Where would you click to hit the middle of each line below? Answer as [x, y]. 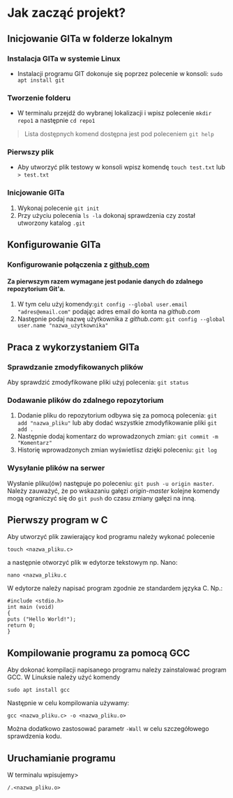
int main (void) [31, 607]
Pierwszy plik [31, 152]
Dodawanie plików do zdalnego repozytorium [85, 400]
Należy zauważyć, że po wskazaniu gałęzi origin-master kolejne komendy [113, 491]
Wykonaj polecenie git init [58, 208]
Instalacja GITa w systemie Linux [64, 59]
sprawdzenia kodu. [35, 736]
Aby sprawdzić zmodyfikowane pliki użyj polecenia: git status [98, 382]
